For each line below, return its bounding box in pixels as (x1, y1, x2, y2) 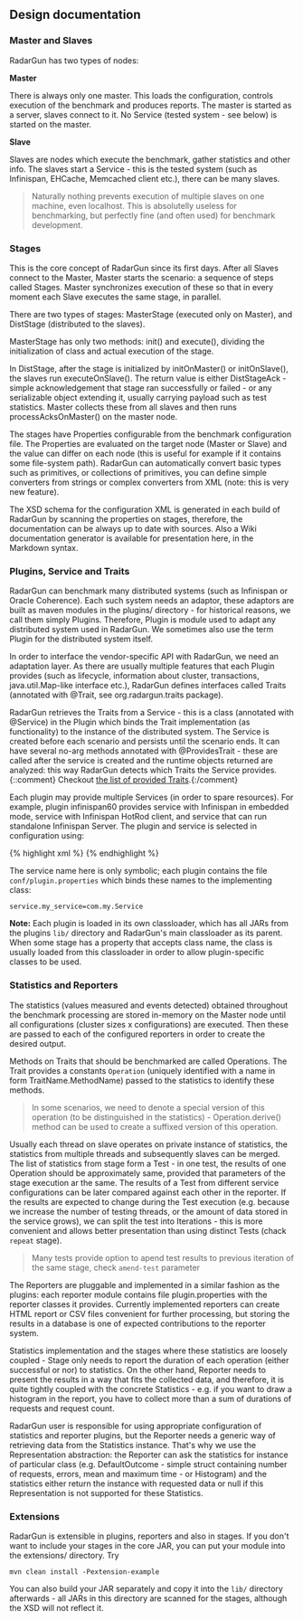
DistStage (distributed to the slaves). (9, 318, 146, 329)
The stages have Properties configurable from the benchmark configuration (9, 429, 292, 440)
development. (31, 219, 83, 230)
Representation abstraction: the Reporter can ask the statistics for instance (9, 1449, 289, 1460)
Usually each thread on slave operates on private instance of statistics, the (9, 1139, 288, 1150)
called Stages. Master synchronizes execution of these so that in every (9, 281, 274, 292)
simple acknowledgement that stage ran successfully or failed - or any (9, 382, 273, 393)
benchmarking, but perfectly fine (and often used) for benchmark (31, 210, 276, 221)
